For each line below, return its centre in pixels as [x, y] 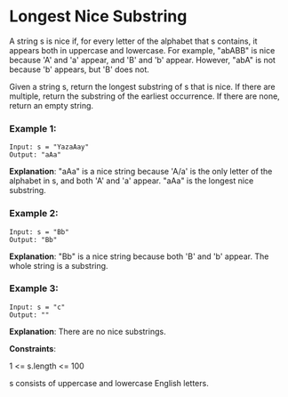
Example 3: [34, 288]
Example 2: [34, 214]
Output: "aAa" [36, 155]
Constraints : [32, 348]
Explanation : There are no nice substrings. [88, 331]
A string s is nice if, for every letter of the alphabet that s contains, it [133, 41]
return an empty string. [52, 105]
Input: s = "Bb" [39, 232]
